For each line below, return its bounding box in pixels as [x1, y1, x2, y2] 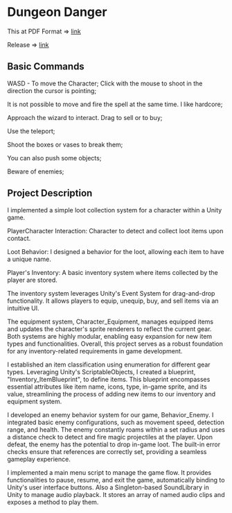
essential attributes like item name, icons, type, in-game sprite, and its [7, 382, 208, 391]
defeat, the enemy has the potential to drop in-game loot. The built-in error [7, 440, 220, 448]
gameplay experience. [7, 455, 71, 463]
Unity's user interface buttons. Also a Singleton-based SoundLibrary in [7, 483, 209, 491]
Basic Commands [7, 60, 84, 73]
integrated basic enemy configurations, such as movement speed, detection [7, 418, 225, 426]
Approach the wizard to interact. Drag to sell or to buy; [7, 113, 163, 121]
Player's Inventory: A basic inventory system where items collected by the [7, 268, 218, 276]
